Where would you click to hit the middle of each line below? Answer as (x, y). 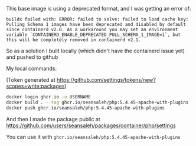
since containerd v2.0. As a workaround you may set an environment (92, 29)
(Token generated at (31, 80)
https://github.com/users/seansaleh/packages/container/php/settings (91, 125)
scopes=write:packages (35, 86)
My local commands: (32, 68)
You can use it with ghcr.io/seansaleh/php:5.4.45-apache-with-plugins (94, 137)
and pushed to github (32, 57)
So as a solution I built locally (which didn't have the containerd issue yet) (95, 51)
